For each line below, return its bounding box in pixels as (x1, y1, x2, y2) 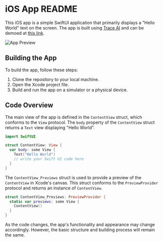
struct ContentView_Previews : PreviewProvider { (5, 194, 106, 199)
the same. (5, 232, 25, 238)
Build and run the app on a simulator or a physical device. (12, 87, 128, 93)
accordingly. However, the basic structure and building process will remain (5, 227, 155, 233)
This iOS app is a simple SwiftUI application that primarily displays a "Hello (5, 20, 155, 26)
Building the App (5, 54, 57, 62)
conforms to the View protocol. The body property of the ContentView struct (5, 119, 155, 125)
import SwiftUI (5, 134, 36, 139)
